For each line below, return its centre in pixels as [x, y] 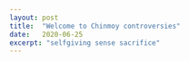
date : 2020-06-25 [46, 34]
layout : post [34, 17]
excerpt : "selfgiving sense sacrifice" [85, 43]
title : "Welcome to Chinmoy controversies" [95, 26]
